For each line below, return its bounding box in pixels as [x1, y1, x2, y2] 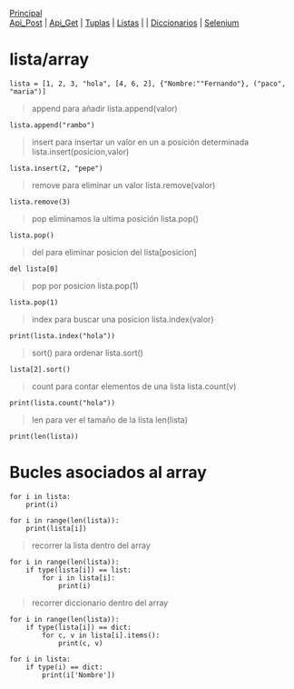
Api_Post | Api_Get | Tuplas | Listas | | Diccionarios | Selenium [9, 17, 240, 28]
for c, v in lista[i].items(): [42, 631, 161, 640]
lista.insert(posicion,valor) [31, 145, 130, 157]
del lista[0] [9, 264, 59, 274]
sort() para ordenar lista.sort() [31, 347, 143, 358]
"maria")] [9, 86, 47, 96]
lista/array [9, 49, 89, 70]
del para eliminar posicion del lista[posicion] [31, 246, 197, 257]
